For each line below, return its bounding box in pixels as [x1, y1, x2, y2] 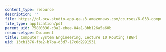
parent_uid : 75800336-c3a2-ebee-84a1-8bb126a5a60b [5, 26, 112, 31]
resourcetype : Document [5, 30, 54, 35]
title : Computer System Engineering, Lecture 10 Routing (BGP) [5, 35, 138, 40]
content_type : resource [5, 7, 54, 12]
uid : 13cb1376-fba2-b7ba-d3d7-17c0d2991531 [5, 40, 96, 45]
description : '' [5, 12, 39, 17]
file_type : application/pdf [5, 21, 63, 26]
